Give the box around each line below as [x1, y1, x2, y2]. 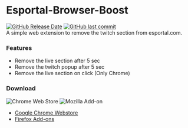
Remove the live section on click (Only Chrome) [14, 70, 131, 77]
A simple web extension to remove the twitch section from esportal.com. [6, 29, 183, 36]
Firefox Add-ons [14, 115, 55, 122]
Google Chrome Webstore [14, 109, 78, 116]
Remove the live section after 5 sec [14, 57, 100, 65]
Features [6, 43, 32, 52]
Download [6, 85, 37, 93]
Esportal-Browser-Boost [6, 4, 128, 17]
